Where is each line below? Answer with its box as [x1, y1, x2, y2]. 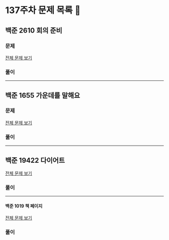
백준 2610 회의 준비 [5, 26, 62, 35]
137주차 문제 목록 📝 [5, 5, 81, 16]
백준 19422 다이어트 [5, 156, 65, 165]
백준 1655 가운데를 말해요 [5, 91, 80, 99]
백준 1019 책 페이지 [5, 203, 43, 209]
